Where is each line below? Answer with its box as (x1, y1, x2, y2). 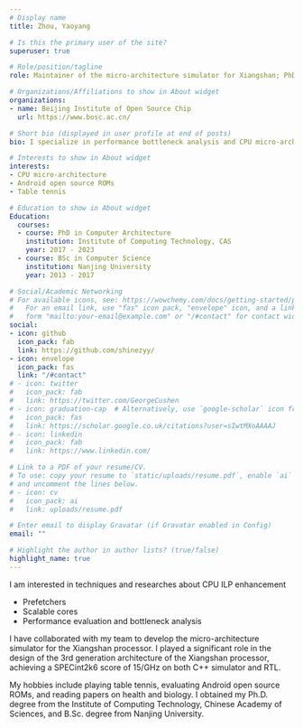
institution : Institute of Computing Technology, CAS (25, 237, 232, 247)
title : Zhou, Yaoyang (9, 22, 91, 31)
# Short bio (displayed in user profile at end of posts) (9, 128, 232, 138)
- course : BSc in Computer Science (17, 254, 151, 263)
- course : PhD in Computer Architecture (17, 229, 171, 238)
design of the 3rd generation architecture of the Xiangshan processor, (9, 652, 270, 663)
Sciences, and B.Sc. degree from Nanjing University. (9, 708, 205, 719)
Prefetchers (22, 596, 67, 607)
